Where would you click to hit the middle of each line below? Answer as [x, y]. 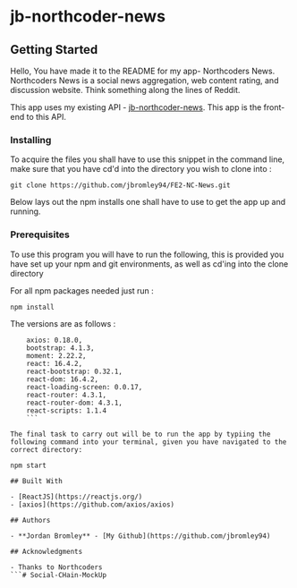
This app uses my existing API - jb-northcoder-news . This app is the [136, 107]
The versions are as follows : [63, 323]
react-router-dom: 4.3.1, [75, 403]
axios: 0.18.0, [55, 340]
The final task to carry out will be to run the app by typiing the [140, 434]
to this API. [46, 117]
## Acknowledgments [47, 551]
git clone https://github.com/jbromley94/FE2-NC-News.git [120, 185]
